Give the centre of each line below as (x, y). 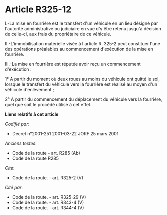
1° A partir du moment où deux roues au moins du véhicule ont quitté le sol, (82, 79)
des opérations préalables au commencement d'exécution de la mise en (79, 49)
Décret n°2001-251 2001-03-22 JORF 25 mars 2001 (65, 133)
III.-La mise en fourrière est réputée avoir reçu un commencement (73, 64)
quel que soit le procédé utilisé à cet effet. (48, 104)
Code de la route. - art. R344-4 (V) (48, 208)
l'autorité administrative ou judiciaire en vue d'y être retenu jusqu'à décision (83, 28)
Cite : (10, 168)
